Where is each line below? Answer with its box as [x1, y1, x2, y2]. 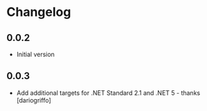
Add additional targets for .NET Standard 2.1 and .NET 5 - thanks [16, 88, 201, 97]
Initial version [16, 50, 55, 58]
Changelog [6, 4, 71, 20]
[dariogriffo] [16, 96, 51, 104]
